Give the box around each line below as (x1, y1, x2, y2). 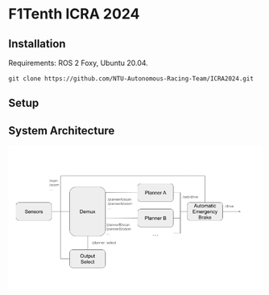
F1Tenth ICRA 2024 (8, 5, 140, 23)
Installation (8, 37, 66, 51)
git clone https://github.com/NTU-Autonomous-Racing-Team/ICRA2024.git (8, 75, 254, 83)
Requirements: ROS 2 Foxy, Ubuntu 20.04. (8, 58, 149, 68)
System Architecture (8, 124, 115, 137)
